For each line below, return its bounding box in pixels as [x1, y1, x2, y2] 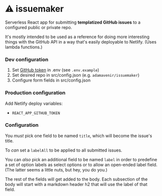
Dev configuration [5, 56, 48, 63]
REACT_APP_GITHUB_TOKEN [12, 111, 60, 115]
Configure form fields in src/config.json [12, 77, 91, 83]
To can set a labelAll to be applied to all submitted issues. [5, 147, 122, 153]
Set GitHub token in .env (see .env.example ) [12, 67, 100, 73]
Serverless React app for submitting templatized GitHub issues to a [5, 19, 141, 25]
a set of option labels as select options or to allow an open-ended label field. [5, 162, 158, 168]
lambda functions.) [5, 44, 43, 50]
